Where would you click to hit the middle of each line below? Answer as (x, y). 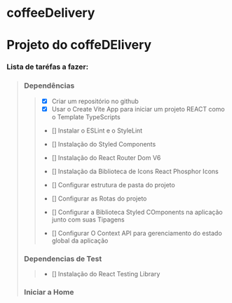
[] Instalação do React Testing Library (106, 274)
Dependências (49, 86)
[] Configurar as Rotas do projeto (99, 198)
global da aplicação (80, 241)
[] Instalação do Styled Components (104, 144)
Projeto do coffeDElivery (79, 45)
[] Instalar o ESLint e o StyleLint (97, 130)
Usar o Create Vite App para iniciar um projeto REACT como (138, 109)
